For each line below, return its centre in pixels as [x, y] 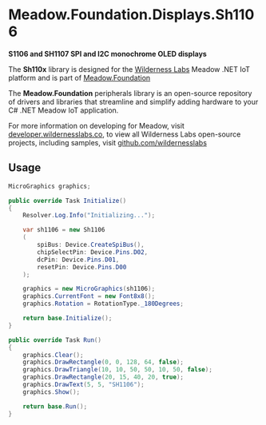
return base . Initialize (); [67, 318]
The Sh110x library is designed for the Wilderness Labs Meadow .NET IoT [129, 69]
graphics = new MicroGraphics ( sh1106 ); [89, 289]
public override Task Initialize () [67, 201]
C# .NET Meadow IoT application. [64, 110]
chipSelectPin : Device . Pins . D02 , [93, 252]
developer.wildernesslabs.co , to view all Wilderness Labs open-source [125, 134]
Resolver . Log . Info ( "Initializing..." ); [89, 216]
